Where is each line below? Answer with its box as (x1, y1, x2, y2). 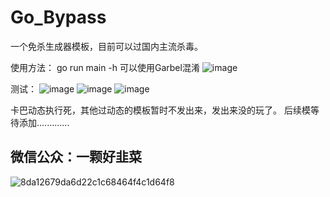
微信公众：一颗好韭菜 (10, 149, 142, 166)
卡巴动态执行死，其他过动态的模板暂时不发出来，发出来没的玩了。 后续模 (10, 104, 311, 116)
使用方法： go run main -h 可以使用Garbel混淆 (10, 61, 200, 73)
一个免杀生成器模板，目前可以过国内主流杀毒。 (10, 40, 203, 52)
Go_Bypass (10, 6, 107, 29)
